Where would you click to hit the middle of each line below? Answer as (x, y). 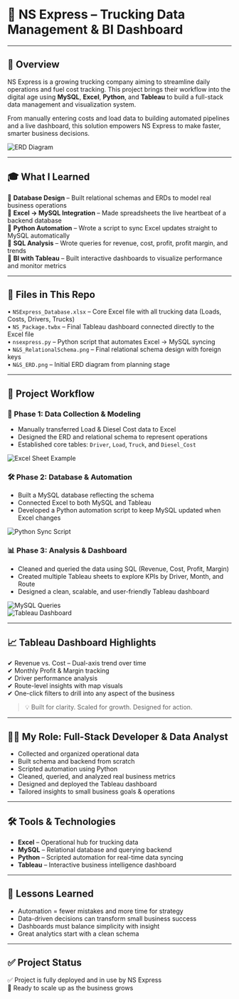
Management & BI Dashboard (95, 30)
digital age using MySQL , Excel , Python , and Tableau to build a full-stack (116, 97)
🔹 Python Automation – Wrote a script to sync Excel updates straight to (112, 228)
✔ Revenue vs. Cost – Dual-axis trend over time (77, 663)
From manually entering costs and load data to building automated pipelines (118, 118)
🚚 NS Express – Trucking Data (96, 15)
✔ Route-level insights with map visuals (65, 686)
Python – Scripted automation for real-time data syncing (100, 858)
